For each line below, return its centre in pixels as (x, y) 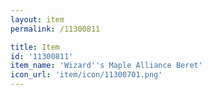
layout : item (37, 19)
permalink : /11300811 (55, 29)
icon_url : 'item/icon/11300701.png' (86, 75)
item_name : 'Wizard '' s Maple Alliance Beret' (106, 66)
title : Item (35, 47)
